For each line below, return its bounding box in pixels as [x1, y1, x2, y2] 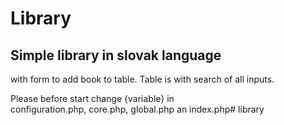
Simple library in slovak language [10, 47, 222, 64]
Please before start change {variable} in [10, 93, 175, 104]
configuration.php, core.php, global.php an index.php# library [10, 103, 265, 115]
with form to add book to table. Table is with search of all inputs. [10, 73, 275, 85]
